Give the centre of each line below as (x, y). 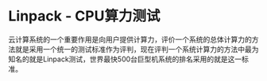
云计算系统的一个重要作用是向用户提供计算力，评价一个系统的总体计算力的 (130, 39)
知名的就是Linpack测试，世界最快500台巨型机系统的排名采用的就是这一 (125, 59)
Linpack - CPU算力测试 (84, 16)
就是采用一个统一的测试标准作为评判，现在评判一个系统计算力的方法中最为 (137, 49)
